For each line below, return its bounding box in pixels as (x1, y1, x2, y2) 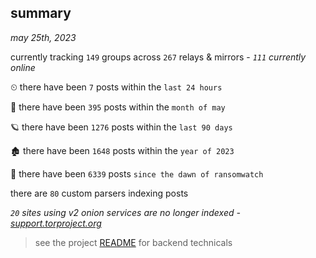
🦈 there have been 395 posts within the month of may (10, 101, 226, 113)
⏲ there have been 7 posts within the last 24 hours (10, 81, 223, 93)
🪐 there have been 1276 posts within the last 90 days (10, 121, 233, 133)
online (10, 61, 36, 73)
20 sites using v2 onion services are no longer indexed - (10, 206, 241, 218)
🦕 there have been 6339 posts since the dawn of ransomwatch (10, 167, 264, 180)
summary (10, 5, 72, 22)
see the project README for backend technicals (34, 236, 233, 248)
